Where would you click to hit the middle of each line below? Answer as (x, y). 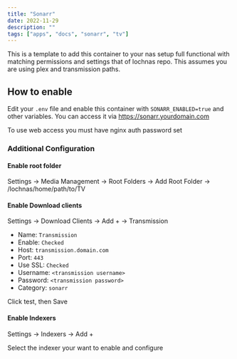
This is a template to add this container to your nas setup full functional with (118, 54)
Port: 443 (31, 258)
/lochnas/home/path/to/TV (46, 189)
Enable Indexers (32, 318)
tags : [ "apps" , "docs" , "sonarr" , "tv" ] (68, 34)
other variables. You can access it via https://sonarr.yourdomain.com (109, 116)
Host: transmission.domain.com (63, 250)
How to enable (40, 92)
